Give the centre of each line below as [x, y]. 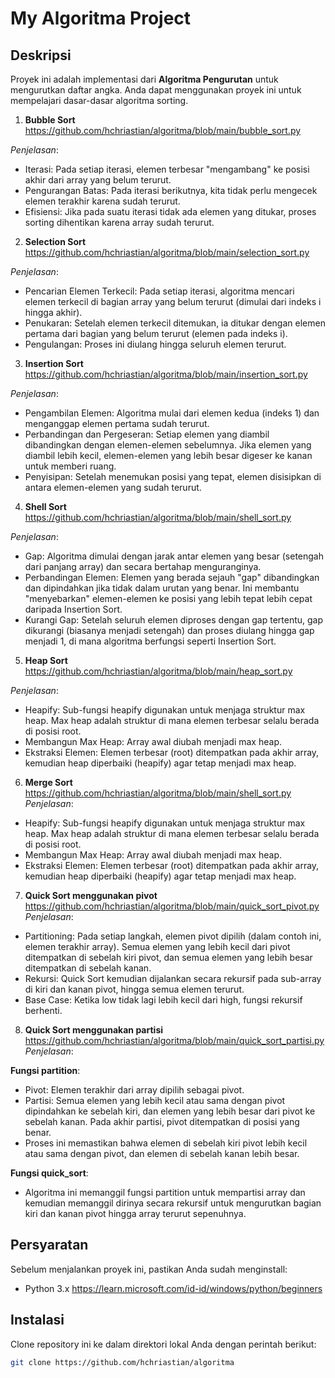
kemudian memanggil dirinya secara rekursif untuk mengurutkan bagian [173, 1203]
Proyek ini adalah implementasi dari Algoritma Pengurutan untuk [144, 79]
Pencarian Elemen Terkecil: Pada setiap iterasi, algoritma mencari [159, 291]
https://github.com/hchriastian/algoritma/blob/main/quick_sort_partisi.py [174, 1040]
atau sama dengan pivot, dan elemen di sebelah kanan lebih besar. [162, 1153]
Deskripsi [41, 55]
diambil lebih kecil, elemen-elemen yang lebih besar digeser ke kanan [168, 455]
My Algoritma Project [101, 18]
